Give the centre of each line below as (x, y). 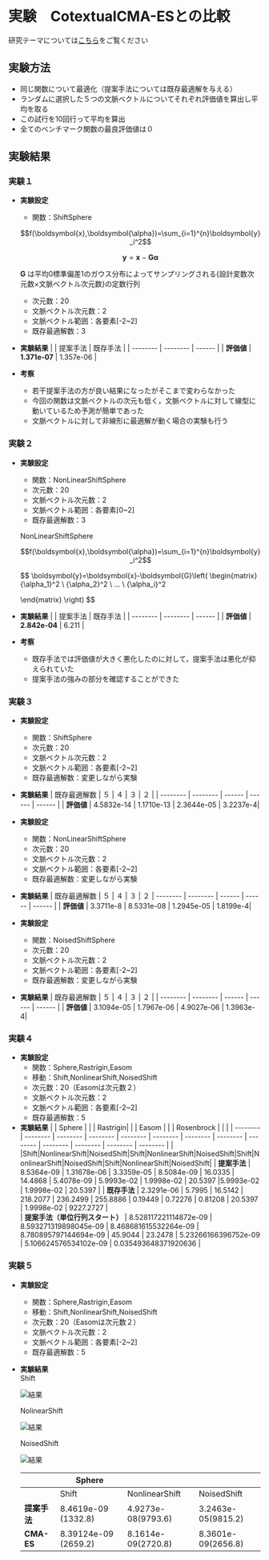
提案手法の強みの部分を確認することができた (106, 679)
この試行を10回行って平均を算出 (72, 119)
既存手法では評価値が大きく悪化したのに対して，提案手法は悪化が (141, 658)
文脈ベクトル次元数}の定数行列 (90, 284)
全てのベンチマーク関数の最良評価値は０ (86, 128)
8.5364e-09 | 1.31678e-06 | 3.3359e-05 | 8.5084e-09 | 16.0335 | (127, 1173)
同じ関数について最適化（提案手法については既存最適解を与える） (128, 88)
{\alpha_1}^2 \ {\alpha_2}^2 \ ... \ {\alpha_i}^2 (93, 584)
